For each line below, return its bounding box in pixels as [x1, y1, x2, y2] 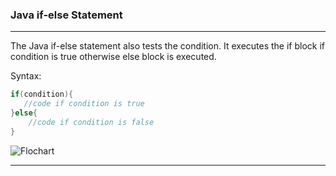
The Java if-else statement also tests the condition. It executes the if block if [10, 40, 326, 52]
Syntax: [10, 70, 42, 82]
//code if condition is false [28, 117, 155, 127]
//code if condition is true [23, 99, 145, 109]
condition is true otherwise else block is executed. [10, 51, 217, 63]
